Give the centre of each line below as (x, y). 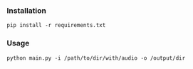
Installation (27, 11)
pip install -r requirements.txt (56, 26)
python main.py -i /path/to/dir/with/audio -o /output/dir (96, 58)
